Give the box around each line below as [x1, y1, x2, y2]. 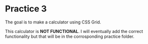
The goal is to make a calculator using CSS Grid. [5, 19, 102, 25]
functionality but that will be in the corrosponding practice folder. [5, 33, 134, 39]
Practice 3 [5, 3, 47, 14]
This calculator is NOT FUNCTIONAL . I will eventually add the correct [5, 28, 144, 34]
